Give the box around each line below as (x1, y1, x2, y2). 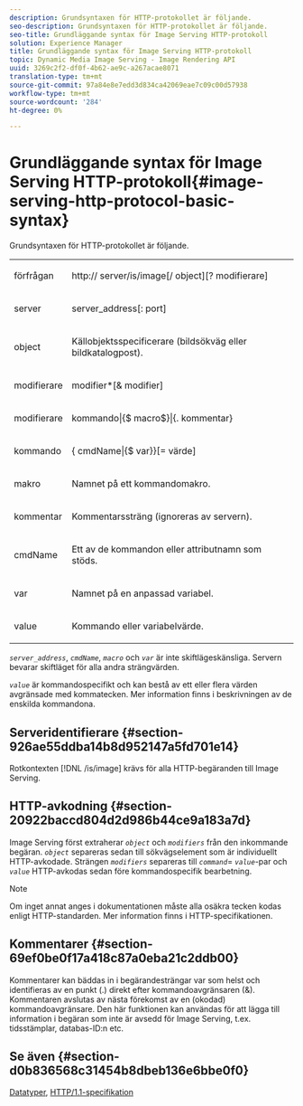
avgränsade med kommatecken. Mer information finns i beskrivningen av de (9, 689, 292, 700)
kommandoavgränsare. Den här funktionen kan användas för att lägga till (9, 1003, 280, 1014)
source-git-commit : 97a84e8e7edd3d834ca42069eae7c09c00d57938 (9, 80, 248, 90)
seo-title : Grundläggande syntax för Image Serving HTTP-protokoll (9, 30, 269, 39)
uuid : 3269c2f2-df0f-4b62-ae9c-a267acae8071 (9, 64, 179, 73)
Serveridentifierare (9, 724, 120, 740)
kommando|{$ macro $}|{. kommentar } (71, 412, 234, 425)
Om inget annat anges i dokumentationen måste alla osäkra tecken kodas (9, 901, 282, 912)
